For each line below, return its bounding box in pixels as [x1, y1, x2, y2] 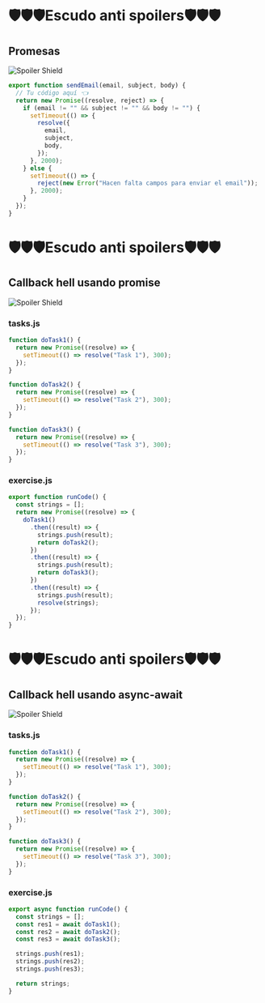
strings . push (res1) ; [15, 950, 85, 958]
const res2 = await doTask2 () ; [15, 928, 121, 936]
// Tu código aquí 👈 [15, 88, 89, 97]
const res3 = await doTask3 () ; [15, 935, 121, 944]
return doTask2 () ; [37, 538, 99, 547]
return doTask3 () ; [37, 569, 99, 577]
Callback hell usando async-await [8, 688, 183, 702]
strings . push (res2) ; [15, 958, 85, 966]
